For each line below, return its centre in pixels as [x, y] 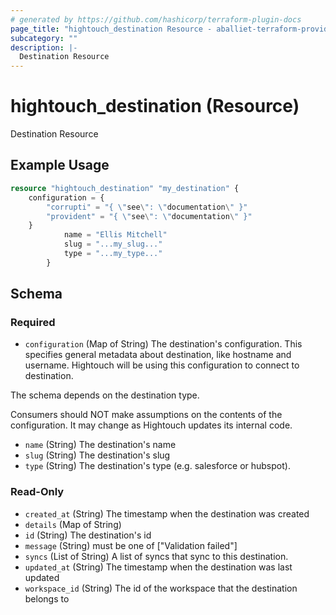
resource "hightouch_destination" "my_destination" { [125, 188]
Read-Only [37, 492]
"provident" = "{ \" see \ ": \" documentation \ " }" [149, 216]
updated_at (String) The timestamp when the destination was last [158, 567]
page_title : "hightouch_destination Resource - [111, 29]
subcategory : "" [44, 38]
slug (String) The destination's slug [97, 455]
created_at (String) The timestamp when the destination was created [167, 513]
